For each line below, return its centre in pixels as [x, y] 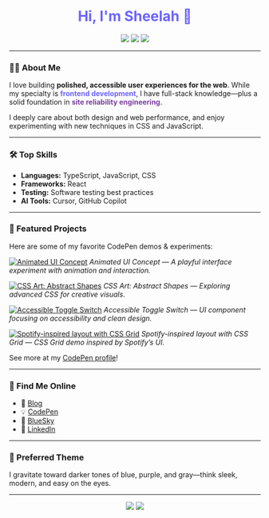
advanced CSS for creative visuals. [67, 294]
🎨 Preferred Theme [47, 457]
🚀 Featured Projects [48, 229]
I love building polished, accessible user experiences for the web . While [130, 85]
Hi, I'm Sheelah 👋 [135, 16]
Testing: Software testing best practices [87, 192]
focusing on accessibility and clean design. [81, 318]
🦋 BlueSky [38, 421]
